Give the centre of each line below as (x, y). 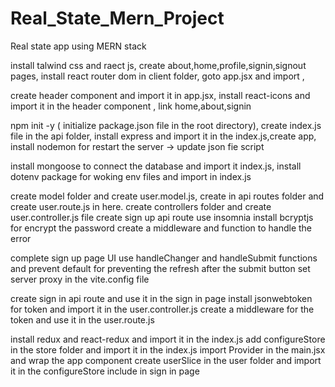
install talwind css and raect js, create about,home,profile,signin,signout (158, 65)
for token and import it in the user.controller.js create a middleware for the (162, 309)
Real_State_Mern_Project (117, 18)
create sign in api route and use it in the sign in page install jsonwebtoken (161, 298)
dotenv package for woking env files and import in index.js (131, 176)
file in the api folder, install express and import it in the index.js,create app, (163, 136)
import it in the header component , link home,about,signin (131, 106)
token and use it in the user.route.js (82, 319)
